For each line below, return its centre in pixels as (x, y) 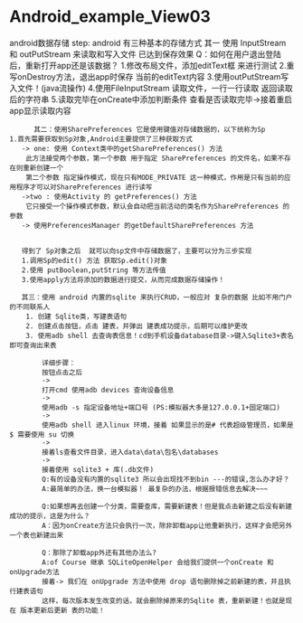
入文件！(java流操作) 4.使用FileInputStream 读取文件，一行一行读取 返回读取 (151, 88)
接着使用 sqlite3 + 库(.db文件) (98, 469)
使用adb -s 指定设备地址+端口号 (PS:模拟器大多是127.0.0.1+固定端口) (161, 407)
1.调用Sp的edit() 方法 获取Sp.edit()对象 (94, 260)
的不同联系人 (30, 307)
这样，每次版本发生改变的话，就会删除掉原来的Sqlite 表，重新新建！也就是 (164, 600)
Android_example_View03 (110, 17)
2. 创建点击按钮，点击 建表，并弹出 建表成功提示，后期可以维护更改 (137, 326)
